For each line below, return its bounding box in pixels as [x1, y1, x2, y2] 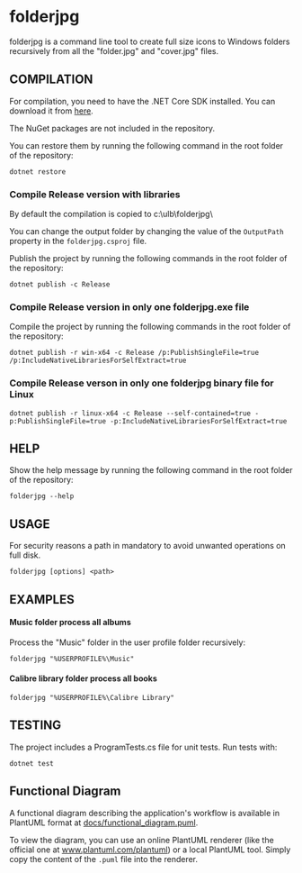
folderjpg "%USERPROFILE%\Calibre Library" [9, 694, 175, 703]
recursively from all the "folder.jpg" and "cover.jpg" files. [9, 45, 218, 56]
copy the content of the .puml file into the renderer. [9, 853, 199, 864]
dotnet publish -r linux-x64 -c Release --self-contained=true [9, 408, 252, 418]
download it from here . [9, 105, 94, 116]
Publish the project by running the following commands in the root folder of [9, 253, 288, 264]
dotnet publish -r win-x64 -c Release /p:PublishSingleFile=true [9, 349, 259, 358]
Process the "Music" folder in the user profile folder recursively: [9, 637, 245, 648]
